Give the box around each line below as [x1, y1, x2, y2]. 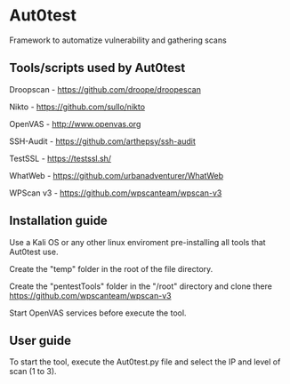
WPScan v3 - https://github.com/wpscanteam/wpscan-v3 [9, 188, 222, 198]
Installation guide [9, 213, 109, 228]
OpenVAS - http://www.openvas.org [9, 118, 141, 129]
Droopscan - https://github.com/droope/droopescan [9, 84, 202, 94]
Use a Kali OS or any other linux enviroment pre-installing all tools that [9, 236, 266, 247]
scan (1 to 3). [9, 366, 57, 377]
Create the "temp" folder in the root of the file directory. [9, 263, 213, 274]
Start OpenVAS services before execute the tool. [9, 308, 187, 318]
